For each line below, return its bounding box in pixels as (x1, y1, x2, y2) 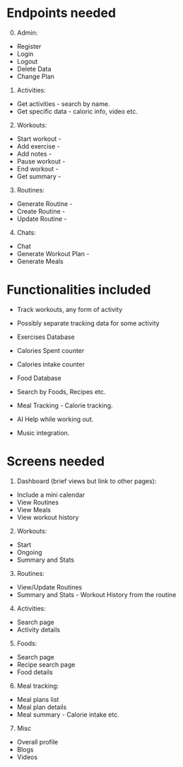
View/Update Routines (16, 582, 83, 592)
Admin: (16, 28, 38, 37)
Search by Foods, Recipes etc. (16, 387, 106, 396)
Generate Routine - (16, 200, 73, 208)
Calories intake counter (16, 359, 85, 369)
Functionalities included (6, 282, 151, 298)
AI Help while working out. (16, 415, 94, 423)
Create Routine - (16, 207, 66, 215)
